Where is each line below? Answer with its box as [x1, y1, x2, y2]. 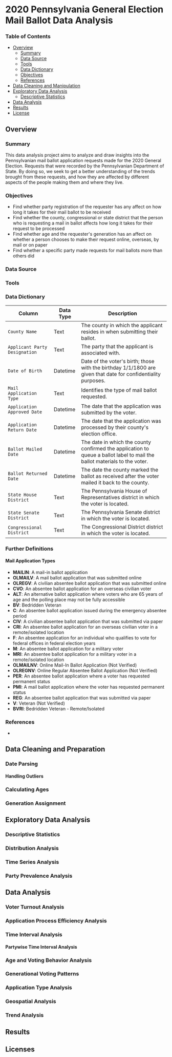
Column [18, 310, 38, 317]
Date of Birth [8, 368, 42, 373]
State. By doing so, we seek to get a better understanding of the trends [5, 168, 155, 175]
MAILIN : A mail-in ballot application [12, 569, 88, 575]
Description [108, 310, 137, 317]
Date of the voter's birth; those [81, 357, 155, 365]
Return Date [8, 427, 37, 432]
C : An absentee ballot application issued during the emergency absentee [12, 607, 167, 613]
